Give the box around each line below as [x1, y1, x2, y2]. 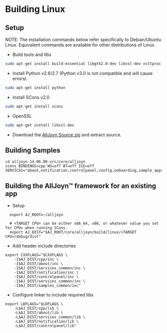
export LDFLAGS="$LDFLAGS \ [5, 302, 64, 307]
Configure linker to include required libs [12, 292, 93, 298]
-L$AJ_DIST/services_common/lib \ [14, 315, 85, 320]
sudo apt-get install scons [5, 104, 64, 109]
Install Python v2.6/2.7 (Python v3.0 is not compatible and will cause [12, 70, 153, 76]
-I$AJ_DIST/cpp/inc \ [14, 257, 59, 262]
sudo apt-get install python [5, 85, 66, 90]
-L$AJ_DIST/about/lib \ [14, 311, 64, 316]
